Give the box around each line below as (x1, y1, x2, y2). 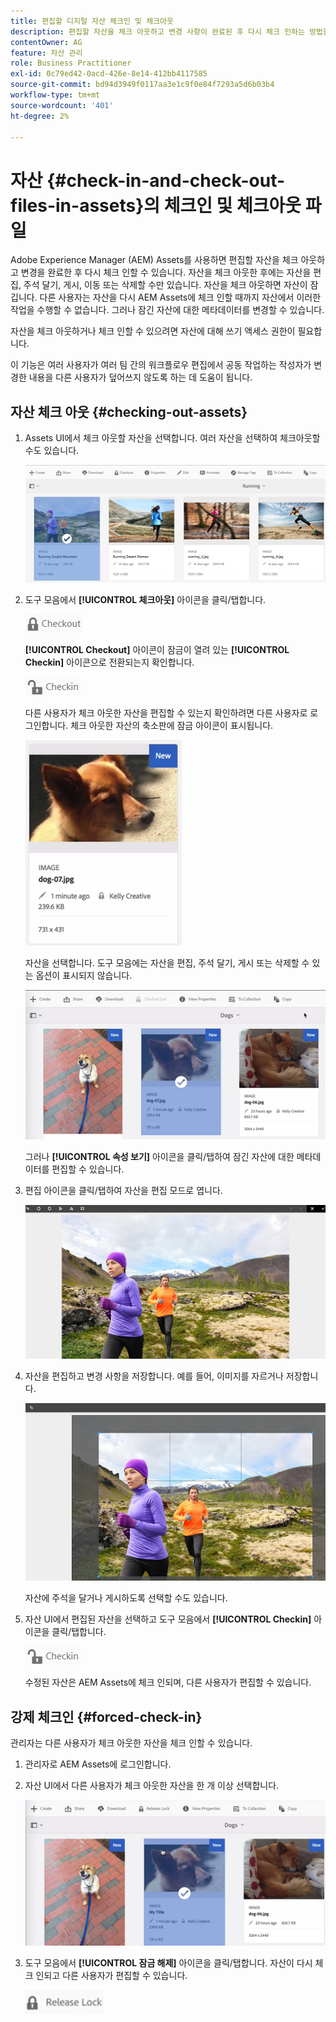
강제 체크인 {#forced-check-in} (10, 1708, 203, 1725)
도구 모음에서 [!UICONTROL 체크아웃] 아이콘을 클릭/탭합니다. (24, 593, 267, 605)
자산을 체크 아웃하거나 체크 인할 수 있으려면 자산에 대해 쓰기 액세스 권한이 (10, 325, 296, 337)
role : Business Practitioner (10, 58, 132, 69)
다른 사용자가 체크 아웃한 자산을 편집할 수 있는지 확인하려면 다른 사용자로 (24, 706, 308, 719)
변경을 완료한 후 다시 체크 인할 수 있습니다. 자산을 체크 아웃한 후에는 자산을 (20, 266, 312, 279)
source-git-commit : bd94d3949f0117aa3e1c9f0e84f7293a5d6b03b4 (10, 80, 275, 90)
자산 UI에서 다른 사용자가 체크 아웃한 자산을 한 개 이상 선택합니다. (24, 1780, 280, 1792)
